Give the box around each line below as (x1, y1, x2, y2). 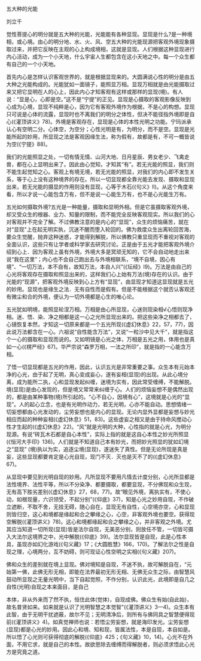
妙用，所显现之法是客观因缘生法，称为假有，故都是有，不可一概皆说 (26, 133, 195, 140)
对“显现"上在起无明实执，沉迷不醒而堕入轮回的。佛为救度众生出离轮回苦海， (6, 226, 194, 233)
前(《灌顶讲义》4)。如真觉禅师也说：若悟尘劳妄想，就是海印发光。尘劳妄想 (6, 619, 190, 625)
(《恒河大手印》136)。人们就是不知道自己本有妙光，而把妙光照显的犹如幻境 (6, 438, 190, 445)
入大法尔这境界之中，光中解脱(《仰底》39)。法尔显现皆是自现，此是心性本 (6, 533, 187, 540)
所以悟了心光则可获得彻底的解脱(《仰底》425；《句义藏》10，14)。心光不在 (6, 633, 188, 640)
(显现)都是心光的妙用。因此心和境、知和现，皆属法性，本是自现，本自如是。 (6, 626, 194, 633)
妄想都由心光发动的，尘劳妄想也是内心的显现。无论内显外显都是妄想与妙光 (11, 409, 195, 415)
